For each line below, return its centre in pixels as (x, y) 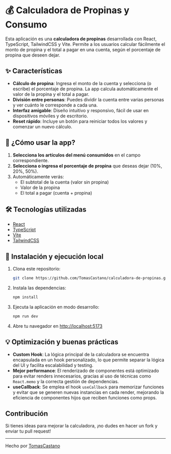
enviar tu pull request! (28, 431)
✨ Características (34, 71)
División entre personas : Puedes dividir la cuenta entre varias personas (88, 99)
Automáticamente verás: (38, 176)
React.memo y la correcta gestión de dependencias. (66, 381)
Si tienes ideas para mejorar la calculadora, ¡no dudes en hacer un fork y (81, 426)
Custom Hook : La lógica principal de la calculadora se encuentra (81, 354)
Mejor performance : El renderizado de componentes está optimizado (86, 370)
